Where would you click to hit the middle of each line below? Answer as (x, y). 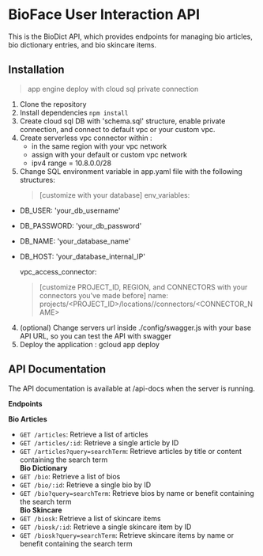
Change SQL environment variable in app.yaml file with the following (131, 171)
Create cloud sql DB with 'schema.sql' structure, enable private (122, 121)
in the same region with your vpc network (99, 146)
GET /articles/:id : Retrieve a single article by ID (99, 443)
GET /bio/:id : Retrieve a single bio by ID (85, 485)
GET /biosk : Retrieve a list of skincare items (90, 518)
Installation (36, 70)
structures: (37, 180)
